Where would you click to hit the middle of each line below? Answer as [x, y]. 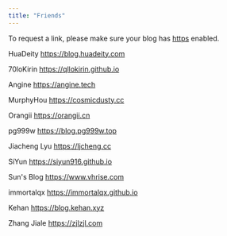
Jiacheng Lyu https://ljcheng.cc [60, 146]
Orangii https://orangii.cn [49, 115]
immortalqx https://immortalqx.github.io [73, 192]
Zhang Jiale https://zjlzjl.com [56, 222]
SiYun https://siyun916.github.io [60, 161]
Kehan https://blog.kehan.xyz [56, 207]
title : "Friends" [37, 15]
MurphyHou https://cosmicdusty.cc [66, 99]
